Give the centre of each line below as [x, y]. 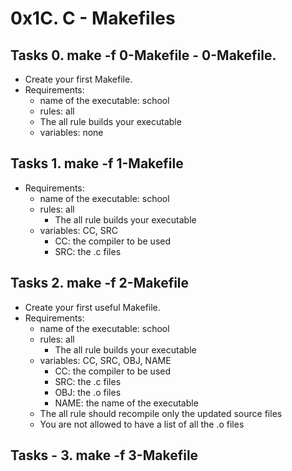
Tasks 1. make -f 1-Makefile [97, 163]
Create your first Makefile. [78, 79]
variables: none [71, 132]
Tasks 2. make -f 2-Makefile [100, 283]
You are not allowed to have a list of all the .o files [142, 424]
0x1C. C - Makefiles [93, 18]
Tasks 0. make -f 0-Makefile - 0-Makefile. [143, 55]
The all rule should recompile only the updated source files [161, 413]
